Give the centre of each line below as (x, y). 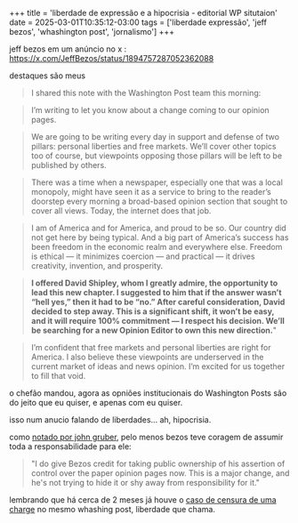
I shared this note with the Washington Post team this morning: (146, 93)
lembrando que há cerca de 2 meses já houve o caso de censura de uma (143, 500)
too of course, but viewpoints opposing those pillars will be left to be (157, 156)
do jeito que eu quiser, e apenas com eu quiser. (96, 402)
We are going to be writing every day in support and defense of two (155, 137)
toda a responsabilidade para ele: (70, 447)
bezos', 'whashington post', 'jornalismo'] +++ (92, 32)
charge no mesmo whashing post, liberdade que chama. (113, 509)
